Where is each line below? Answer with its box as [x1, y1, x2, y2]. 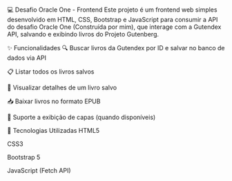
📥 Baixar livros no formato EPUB [7, 97, 101, 105]
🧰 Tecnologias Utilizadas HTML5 [7, 127, 100, 134]
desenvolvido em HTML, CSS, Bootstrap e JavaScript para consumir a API [7, 16, 218, 23]
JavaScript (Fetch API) [7, 167, 71, 174]
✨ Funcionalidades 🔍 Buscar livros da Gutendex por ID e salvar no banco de [7, 44, 226, 52]
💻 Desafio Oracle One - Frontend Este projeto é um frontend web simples [7, 6, 217, 14]
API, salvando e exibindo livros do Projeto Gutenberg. [7, 30, 159, 38]
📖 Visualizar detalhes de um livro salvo [7, 83, 117, 92]
